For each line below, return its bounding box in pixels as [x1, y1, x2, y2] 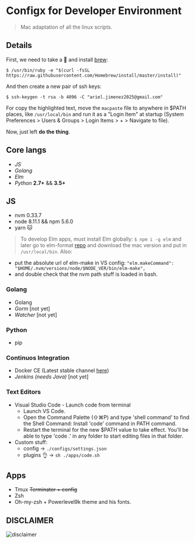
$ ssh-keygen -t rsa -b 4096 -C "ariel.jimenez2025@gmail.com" [6, 94, 163, 100]
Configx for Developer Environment [6, 4, 182, 18]
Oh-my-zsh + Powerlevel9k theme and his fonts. [14, 498, 131, 506]
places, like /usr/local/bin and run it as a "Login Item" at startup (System [6, 110, 184, 118]
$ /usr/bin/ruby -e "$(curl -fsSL [6, 67, 90, 73]
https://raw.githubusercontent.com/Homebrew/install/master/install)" [6, 72, 182, 78]
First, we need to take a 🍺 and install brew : [6, 56, 108, 63]
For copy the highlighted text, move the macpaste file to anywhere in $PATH [6, 104, 187, 111]
